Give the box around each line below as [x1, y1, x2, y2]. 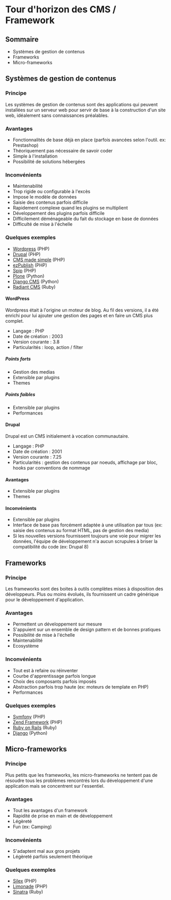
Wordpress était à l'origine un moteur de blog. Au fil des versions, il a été [5, 307, 159, 313]
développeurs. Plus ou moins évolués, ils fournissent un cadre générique [5, 591, 159, 597]
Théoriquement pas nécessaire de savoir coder [12, 147, 113, 153]
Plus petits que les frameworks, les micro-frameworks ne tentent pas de [5, 772, 158, 778]
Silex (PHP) [12, 878, 37, 884]
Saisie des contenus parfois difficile [12, 199, 89, 206]
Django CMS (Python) [12, 278, 59, 284]
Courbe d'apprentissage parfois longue [12, 673, 96, 679]
